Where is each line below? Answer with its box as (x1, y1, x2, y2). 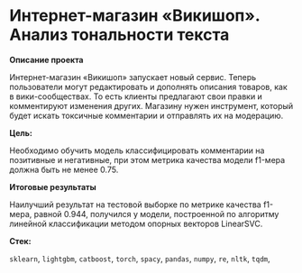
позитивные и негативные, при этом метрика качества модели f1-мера (9, 154, 286, 165)
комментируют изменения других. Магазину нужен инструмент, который (9, 100, 294, 111)
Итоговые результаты (9, 181, 96, 192)
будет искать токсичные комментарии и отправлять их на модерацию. (9, 110, 284, 121)
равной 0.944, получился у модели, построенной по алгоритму (33, 208, 279, 219)
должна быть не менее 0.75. (9, 164, 119, 175)
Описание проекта (9, 54, 84, 65)
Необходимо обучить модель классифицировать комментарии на (9, 145, 265, 156)
